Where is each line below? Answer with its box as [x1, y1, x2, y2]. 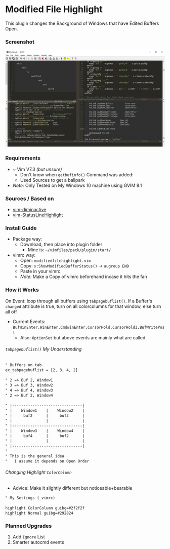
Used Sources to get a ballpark [20, 177, 85, 183]
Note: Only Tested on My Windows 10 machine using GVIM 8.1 [12, 182, 142, 188]
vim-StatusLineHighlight [12, 212, 63, 218]
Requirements [5, 154, 41, 162]
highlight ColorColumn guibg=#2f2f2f [5, 505, 85, 511]
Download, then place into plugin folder [20, 242, 103, 248]
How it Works [5, 286, 39, 293]
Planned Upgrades [5, 522, 52, 529]
